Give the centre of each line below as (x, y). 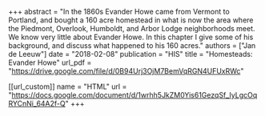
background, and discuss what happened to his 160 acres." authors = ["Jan (132, 46)
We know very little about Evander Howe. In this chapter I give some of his (131, 37)
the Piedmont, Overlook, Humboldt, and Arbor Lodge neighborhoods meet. (132, 28)
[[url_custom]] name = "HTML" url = (68, 86)
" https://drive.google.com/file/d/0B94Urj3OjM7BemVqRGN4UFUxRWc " (126, 71)
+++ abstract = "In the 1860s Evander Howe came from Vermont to (119, 12)
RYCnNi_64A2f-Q (37, 104)
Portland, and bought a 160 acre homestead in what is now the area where (131, 20)
